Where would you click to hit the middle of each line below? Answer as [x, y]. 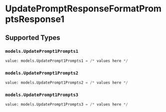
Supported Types [33, 38]
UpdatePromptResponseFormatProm [83, 9]
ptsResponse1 [35, 19]
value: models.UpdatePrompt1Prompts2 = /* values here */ [67, 83]
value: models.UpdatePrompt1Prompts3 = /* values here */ [67, 105]
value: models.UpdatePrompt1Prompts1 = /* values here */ [67, 61]
